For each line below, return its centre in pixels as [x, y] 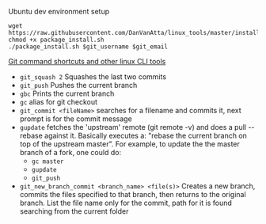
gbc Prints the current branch [67, 93]
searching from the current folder [74, 211]
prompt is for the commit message [76, 119]
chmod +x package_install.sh [56, 40]
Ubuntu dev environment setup [59, 11]
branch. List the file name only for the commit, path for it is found [125, 203]
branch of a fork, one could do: [70, 152]
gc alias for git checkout [58, 102]
